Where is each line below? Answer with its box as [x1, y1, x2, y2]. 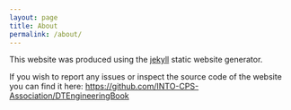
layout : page [9, 13, 58, 22]
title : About [9, 21, 58, 30]
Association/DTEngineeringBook [9, 90, 130, 101]
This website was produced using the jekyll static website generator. [9, 55, 263, 65]
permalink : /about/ [9, 30, 83, 38]
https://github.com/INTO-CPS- [84, 81, 199, 92]
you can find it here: [9, 81, 84, 92]
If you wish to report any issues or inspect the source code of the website [9, 72, 283, 82]
